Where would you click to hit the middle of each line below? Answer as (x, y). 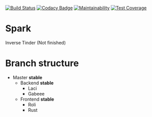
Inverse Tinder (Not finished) (36, 42)
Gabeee (36, 93)
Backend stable (37, 83)
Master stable (27, 77)
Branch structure (42, 63)
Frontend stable (37, 99)
